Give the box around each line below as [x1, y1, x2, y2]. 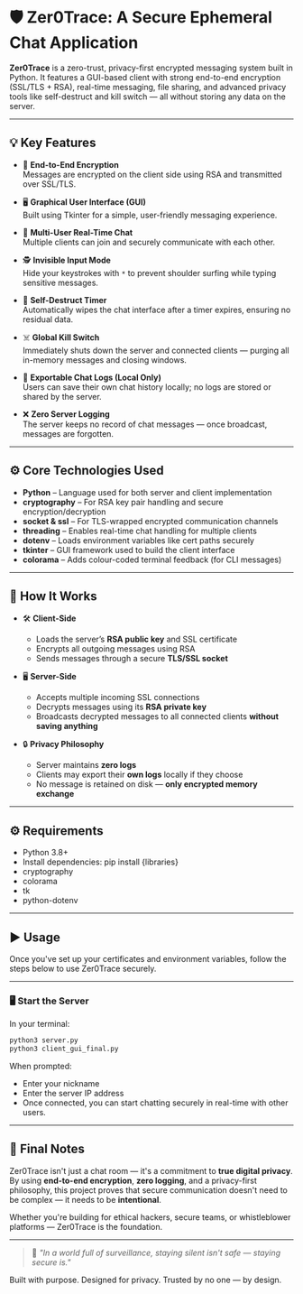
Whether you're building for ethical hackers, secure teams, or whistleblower [9, 1211, 291, 1223]
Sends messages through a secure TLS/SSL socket [35, 653, 228, 664]
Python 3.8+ [22, 847, 69, 858]
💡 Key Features [9, 135, 96, 151]
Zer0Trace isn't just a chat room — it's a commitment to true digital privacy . [9, 1165, 293, 1176]
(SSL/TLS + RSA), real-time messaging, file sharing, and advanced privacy [9, 81, 287, 92]
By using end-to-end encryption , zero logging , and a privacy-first [9, 1175, 257, 1186]
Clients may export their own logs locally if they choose [35, 769, 243, 781]
